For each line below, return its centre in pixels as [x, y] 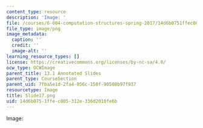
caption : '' [27, 40]
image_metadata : [27, 34]
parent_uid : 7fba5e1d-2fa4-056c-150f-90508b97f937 [71, 85]
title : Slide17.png [31, 96]
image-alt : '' [29, 51]
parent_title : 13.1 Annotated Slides [54, 73]
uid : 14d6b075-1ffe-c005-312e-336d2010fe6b [62, 101]
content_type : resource [36, 12]
